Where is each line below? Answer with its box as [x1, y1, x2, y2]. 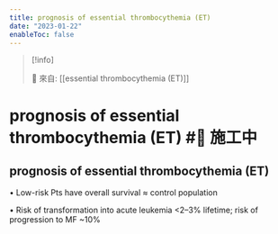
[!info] [31, 55, 54, 66]
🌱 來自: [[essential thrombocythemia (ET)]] [31, 73, 190, 84]
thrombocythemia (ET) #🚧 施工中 [9, 127, 258, 148]
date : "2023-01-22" [9, 22, 83, 31]
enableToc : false [9, 30, 75, 39]
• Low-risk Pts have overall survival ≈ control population [9, 187, 218, 198]
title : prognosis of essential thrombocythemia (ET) [9, 13, 211, 22]
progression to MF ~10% [9, 214, 101, 225]
